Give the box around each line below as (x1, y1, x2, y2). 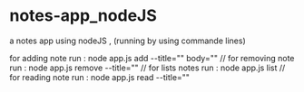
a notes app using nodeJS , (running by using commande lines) (9, 35, 247, 46)
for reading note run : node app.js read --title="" (9, 71, 191, 82)
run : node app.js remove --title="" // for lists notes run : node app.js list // (9, 62, 286, 73)
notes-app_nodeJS (9, 5, 157, 26)
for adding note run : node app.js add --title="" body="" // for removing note (9, 52, 295, 63)
